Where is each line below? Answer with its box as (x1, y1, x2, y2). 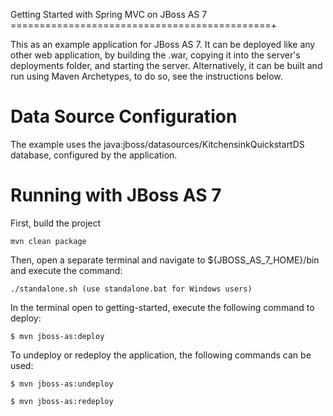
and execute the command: (10, 264, 123, 276)
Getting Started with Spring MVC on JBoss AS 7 (10, 9, 208, 20)
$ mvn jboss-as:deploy (10, 331, 105, 341)
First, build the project (10, 217, 102, 229)
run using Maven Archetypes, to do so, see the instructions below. (10, 70, 283, 82)
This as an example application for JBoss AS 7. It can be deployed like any (10, 39, 316, 50)
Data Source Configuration (10, 105, 238, 128)
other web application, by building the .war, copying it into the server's (10, 49, 301, 61)
